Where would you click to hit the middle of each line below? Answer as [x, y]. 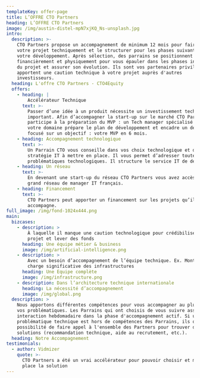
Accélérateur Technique [57, 100]
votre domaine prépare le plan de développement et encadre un [107, 128]
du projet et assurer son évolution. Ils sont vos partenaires [97, 67]
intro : [14, 34]
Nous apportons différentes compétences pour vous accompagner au [101, 305]
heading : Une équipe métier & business [71, 244]
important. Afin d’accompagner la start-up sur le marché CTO [106, 117]
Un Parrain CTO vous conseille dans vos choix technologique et [109, 150]
